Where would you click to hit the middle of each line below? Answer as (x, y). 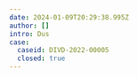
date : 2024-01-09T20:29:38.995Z (69, 17)
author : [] (29, 26)
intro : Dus (29, 34)
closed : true (41, 58)
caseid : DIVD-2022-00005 (63, 50)
